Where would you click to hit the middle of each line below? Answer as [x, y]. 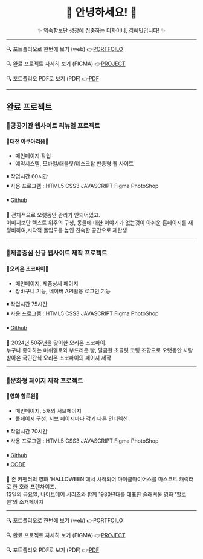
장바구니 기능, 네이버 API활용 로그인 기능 [63, 291]
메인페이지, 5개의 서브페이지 [48, 410]
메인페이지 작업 [33, 156]
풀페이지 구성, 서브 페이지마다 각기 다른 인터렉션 [71, 418]
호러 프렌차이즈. [37, 486]
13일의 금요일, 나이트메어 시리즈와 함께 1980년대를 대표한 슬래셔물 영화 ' [92, 494]
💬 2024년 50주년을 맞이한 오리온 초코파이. [56, 343]
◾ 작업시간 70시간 [27, 431]
